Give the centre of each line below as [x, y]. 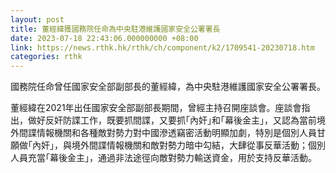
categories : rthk [46, 57]
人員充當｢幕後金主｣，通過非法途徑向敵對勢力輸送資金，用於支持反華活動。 [163, 158]
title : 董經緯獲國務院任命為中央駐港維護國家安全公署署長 [115, 29]
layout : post [37, 19]
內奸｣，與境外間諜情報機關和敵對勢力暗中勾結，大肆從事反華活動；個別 [178, 145]
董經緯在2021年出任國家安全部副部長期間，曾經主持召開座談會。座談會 [156, 108]
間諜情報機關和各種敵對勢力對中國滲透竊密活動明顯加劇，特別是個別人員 [167, 133]
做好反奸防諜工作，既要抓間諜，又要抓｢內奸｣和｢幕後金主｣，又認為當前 [172, 120]
